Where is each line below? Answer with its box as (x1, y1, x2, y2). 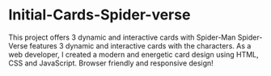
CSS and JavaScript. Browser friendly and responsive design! (8, 58, 214, 68)
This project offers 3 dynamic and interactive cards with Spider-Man (8, 32, 236, 42)
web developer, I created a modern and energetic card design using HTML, (8, 49, 259, 59)
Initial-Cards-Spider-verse (8, 6, 191, 24)
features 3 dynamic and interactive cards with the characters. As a (29, 40, 252, 50)
